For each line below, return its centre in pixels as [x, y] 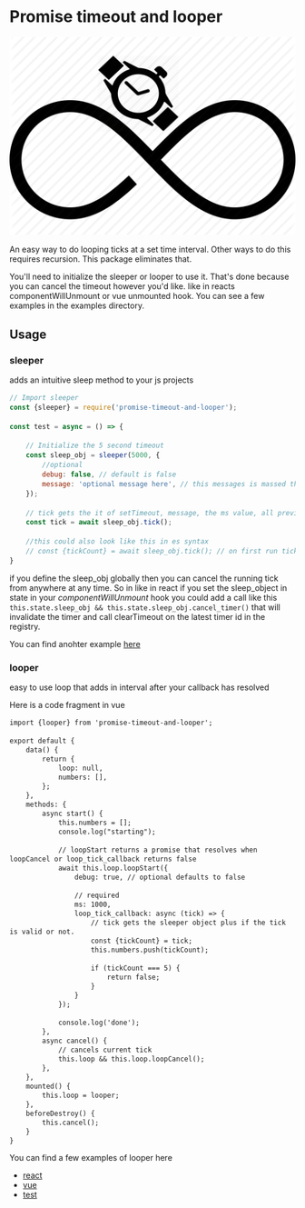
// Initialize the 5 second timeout [95, 446]
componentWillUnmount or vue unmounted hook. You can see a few [137, 296]
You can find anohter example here [75, 644]
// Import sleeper [44, 398]
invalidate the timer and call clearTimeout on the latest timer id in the [138, 616]
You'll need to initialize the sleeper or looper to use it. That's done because [149, 277]
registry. [25, 626]
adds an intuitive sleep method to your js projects [102, 380]
